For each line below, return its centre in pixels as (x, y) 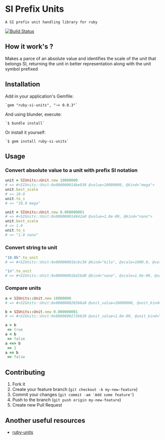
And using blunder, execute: (34, 114)
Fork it (19, 384)
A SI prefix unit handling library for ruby (51, 22)
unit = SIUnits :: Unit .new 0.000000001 (45, 212)
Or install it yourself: (25, 132)
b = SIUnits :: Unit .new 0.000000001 (41, 312)
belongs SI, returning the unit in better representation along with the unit (78, 64)
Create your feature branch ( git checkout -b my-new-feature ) (75, 389)
